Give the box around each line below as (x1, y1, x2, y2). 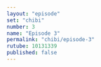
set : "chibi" (6, 17, 45, 24)
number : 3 (6, 23, 36, 30)
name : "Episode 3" (6, 29, 60, 37)
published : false (6, 50, 58, 57)
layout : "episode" (6, 10, 60, 17)
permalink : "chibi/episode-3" (6, 36, 95, 43)
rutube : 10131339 (6, 43, 58, 50)
